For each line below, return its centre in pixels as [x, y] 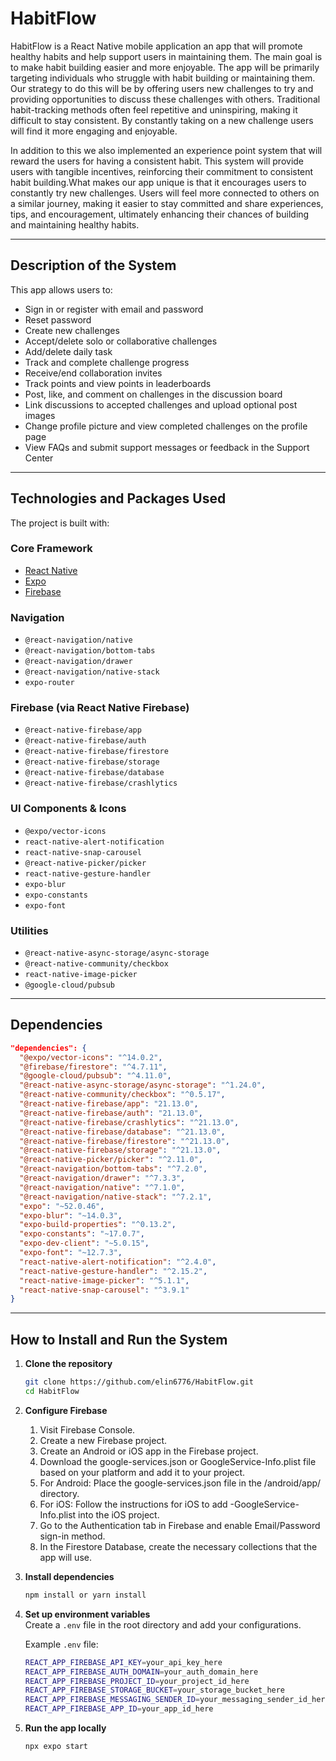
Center [39, 458]
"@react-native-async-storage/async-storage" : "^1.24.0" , [143, 1085]
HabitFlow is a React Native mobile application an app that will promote [156, 46]
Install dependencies [69, 1576]
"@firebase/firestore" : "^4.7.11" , [93, 1067]
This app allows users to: [61, 289]
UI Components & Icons [68, 809]
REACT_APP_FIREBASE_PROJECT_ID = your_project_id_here [137, 1681]
